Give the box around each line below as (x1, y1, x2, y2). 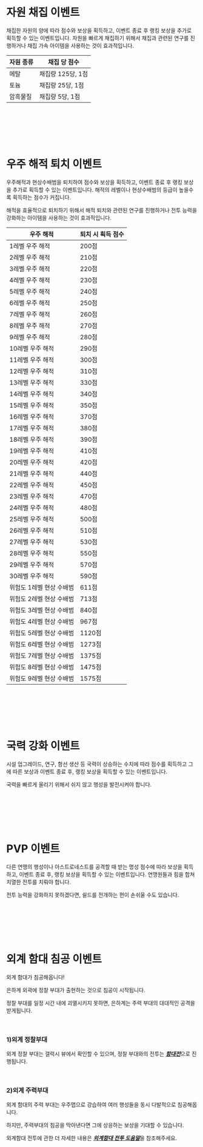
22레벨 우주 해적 (9, 481, 55, 489)
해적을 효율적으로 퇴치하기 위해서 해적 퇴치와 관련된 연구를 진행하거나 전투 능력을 (6, 206, 198, 214)
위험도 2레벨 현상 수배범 (9, 594, 75, 603)
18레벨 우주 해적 (9, 435, 55, 444)
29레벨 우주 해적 (9, 560, 55, 569)
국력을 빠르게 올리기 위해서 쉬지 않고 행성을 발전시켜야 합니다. (6, 780, 152, 788)
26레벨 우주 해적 (9, 526, 55, 535)
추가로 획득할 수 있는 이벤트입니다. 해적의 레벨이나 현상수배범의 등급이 (12, 186, 178, 193)
